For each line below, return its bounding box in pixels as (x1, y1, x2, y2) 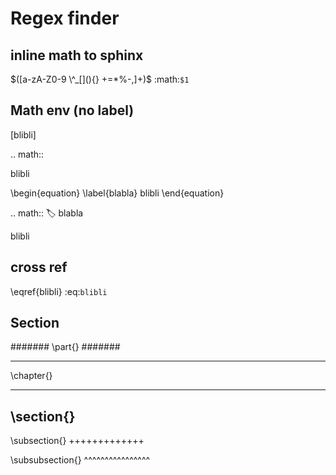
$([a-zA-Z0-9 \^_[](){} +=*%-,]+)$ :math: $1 (10, 73, 190, 85)
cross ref (10, 259, 68, 276)
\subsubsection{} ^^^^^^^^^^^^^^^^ (10, 454, 151, 466)
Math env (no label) (10, 102, 135, 119)
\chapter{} (10, 370, 53, 382)
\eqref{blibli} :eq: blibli (10, 285, 108, 297)
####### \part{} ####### (10, 341, 121, 353)
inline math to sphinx (10, 47, 144, 64)
